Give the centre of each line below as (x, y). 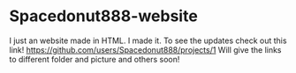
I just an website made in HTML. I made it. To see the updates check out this (148, 40)
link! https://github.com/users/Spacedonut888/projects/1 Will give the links (145, 49)
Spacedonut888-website (104, 16)
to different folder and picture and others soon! (95, 59)
